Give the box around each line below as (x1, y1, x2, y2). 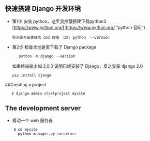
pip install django (12, 73, 52, 78)
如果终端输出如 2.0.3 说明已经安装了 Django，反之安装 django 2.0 (12, 63, 143, 69)
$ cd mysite (14, 127, 38, 132)
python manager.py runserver (17, 131, 77, 137)
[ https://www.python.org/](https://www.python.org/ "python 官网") (12, 24, 145, 30)
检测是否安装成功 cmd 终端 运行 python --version (12, 35, 110, 40)
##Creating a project (5, 81, 46, 87)
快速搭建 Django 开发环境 (5, 4, 81, 13)
